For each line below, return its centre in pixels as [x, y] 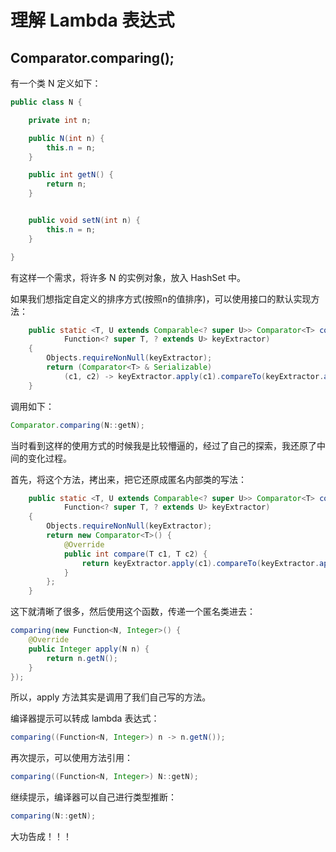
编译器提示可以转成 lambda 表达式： [85, 718]
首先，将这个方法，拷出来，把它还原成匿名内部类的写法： [128, 479]
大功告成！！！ [41, 836]
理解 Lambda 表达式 [92, 20]
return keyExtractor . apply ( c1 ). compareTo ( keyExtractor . [200, 563]
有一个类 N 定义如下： [56, 83]
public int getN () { [71, 175]
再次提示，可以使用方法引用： [71, 758]
